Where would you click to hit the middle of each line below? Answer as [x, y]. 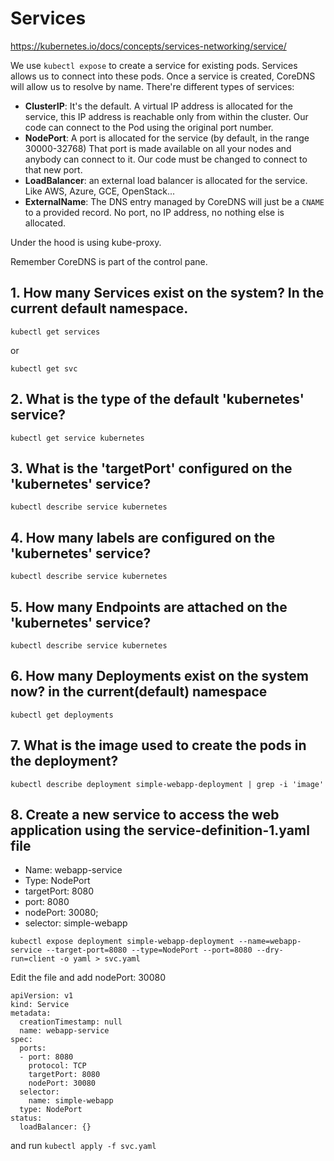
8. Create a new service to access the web [145, 815]
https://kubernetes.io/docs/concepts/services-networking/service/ [148, 46]
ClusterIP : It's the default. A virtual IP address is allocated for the [158, 106]
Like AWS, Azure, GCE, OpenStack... [100, 191]
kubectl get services [55, 332]
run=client [33, 959]
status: [26, 1118]
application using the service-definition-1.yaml [160, 830]
